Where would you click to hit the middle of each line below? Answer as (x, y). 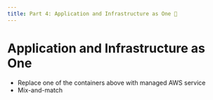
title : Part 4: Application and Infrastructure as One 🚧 (92, 14)
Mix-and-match (40, 90)
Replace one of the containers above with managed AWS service (111, 83)
